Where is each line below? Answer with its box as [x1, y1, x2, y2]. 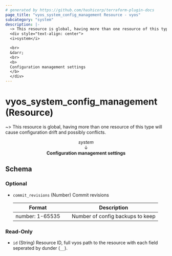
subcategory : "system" [5, 17, 54, 22]
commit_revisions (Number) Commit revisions [12, 191, 109, 198]
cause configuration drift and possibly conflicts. [5, 129, 106, 135]
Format [29, 204, 47, 211]
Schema [5, 165, 32, 174]
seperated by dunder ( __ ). [12, 245, 68, 251]
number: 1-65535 [15, 212, 60, 220]
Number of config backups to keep [71, 212, 156, 220]
